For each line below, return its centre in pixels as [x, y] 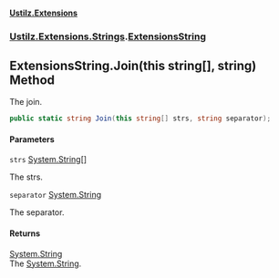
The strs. [26, 177]
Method [32, 80]
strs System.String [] [48, 160]
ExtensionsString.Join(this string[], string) [133, 65]
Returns [25, 233]
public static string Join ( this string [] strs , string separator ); [140, 118]
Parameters [32, 139]
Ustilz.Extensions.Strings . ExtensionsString [108, 36]
